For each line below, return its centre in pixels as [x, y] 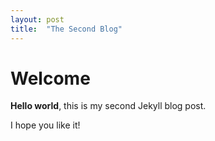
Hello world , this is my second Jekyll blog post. [108, 106]
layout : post [37, 19]
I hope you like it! [45, 125]
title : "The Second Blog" [66, 29]
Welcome [50, 78]
